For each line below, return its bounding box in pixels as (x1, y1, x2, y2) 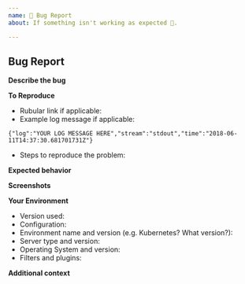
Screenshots (8, 181, 51, 190)
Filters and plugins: (19, 253, 82, 263)
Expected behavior (8, 166, 72, 175)
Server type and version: (19, 237, 100, 246)
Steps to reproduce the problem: (19, 150, 126, 160)
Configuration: (19, 219, 67, 229)
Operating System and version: (19, 245, 121, 254)
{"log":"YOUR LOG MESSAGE (8, 130, 93, 138)
